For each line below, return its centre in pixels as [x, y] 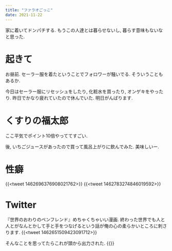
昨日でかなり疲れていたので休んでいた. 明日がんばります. [72, 98]
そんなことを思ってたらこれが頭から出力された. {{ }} [60, 243]
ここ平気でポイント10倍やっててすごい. [46, 136]
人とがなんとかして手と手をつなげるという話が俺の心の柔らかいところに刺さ [86, 226]
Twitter [21, 205]
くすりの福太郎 [37, 121]
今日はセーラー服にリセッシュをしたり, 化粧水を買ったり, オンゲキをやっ [82, 92]
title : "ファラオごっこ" [29, 10]
